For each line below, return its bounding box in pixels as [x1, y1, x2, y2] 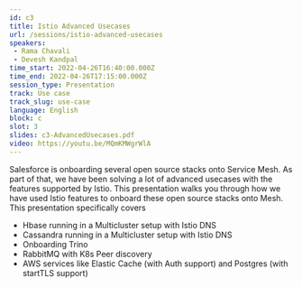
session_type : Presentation [9, 80, 115, 89]
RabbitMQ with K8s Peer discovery [22, 248, 153, 259]
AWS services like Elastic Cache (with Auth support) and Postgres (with [22, 258, 288, 269]
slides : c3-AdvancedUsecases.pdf [9, 131, 135, 140]
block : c [9, 114, 42, 123]
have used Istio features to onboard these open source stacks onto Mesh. [9, 192, 284, 203]
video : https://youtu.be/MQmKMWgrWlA [9, 139, 151, 148]
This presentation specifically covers [9, 202, 146, 213]
